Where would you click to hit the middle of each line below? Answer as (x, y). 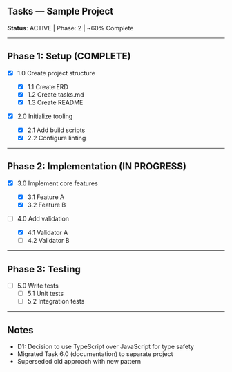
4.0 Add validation (43, 219)
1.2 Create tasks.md (56, 94)
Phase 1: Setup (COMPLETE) (69, 56)
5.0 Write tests (38, 286)
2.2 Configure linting (57, 138)
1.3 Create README (55, 102)
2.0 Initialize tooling (45, 116)
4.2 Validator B (48, 241)
